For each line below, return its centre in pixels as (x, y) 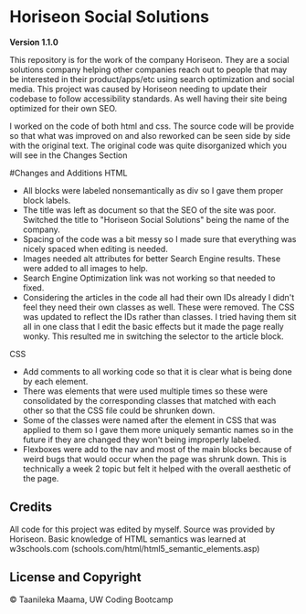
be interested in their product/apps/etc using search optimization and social (152, 79)
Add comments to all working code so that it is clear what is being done (157, 371)
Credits (31, 508)
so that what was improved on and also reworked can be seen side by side (150, 135)
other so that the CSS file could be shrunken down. (119, 410)
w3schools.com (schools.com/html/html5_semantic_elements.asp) (135, 548)
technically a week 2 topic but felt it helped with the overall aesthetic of (157, 469)
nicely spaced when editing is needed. (95, 249)
